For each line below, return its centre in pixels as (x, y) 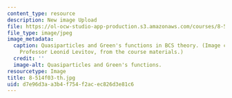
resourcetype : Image (37, 71)
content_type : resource (41, 13)
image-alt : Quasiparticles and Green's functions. (88, 65)
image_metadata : (30, 39)
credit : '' (29, 59)
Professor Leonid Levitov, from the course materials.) (102, 52)
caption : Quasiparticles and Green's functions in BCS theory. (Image (117, 46)
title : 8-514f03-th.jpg (41, 78)
